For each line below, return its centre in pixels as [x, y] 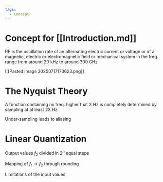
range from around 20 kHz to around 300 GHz [52, 62]
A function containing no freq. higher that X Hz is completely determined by [81, 105]
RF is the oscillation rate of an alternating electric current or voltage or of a [80, 52]
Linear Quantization [46, 139]
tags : [10, 9]
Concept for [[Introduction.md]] [71, 38]
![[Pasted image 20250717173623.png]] [45, 72]
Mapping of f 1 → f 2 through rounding [42, 164]
